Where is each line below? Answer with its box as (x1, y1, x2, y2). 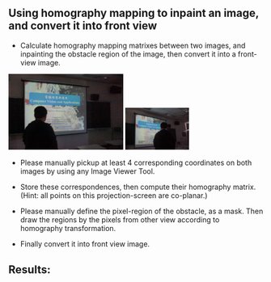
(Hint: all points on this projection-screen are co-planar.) (19, 191, 208, 200)
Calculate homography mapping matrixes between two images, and (19, 40, 246, 50)
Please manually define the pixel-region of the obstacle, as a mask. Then (19, 206, 264, 217)
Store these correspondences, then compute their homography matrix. (19, 182, 256, 192)
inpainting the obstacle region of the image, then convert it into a (19, 48, 236, 59)
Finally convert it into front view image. (19, 239, 150, 249)
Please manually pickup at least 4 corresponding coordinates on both (19, 158, 252, 168)
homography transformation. (19, 224, 116, 234)
